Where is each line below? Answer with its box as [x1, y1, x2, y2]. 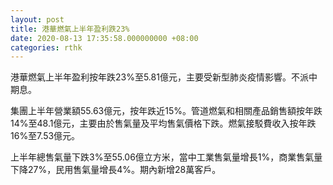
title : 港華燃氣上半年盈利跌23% [10, 24, 130, 34]
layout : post [10, 14, 65, 25]
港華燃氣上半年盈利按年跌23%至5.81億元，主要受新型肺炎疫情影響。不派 [10, 71, 309, 83]
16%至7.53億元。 [10, 130, 81, 142]
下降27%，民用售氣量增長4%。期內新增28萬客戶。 [10, 164, 222, 176]
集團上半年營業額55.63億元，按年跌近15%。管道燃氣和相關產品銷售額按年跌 [10, 105, 323, 117]
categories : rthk [10, 42, 83, 53]
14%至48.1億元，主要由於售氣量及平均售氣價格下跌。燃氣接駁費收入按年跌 [10, 117, 317, 130]
